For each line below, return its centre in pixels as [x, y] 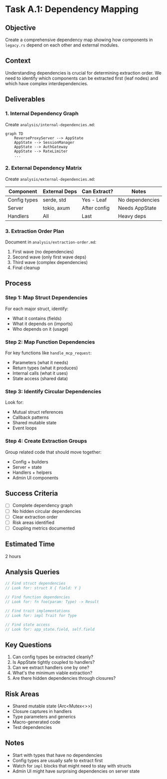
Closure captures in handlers [42, 711]
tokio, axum [56, 208]
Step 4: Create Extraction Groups [46, 441]
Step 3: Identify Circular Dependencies [53, 392]
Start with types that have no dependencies [57, 755]
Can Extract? [97, 191]
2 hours [13, 556]
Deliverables [25, 99]
